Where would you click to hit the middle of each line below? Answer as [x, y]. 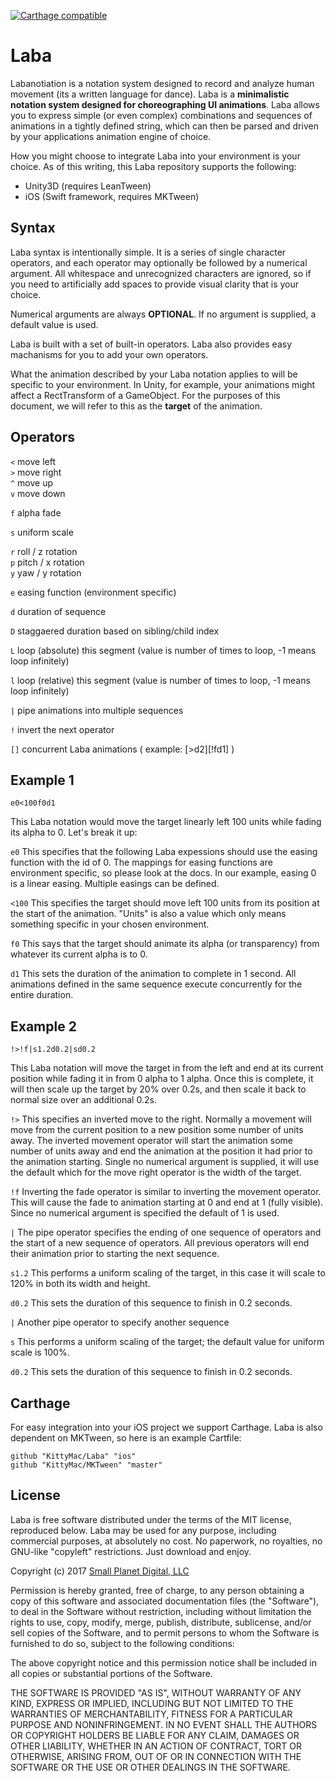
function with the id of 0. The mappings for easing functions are [141, 862]
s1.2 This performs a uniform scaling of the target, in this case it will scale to [168, 1273]
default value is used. [54, 324]
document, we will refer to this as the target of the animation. [136, 406]
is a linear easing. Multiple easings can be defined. [115, 884]
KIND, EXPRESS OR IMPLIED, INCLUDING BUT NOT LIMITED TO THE [152, 1703]
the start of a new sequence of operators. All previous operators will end [160, 1243]
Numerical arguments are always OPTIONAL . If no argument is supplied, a [163, 314]
